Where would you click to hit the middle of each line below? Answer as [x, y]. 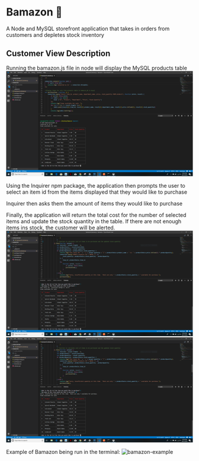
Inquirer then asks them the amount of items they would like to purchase [94, 204]
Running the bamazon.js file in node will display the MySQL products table [97, 68]
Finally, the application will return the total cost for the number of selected [96, 215]
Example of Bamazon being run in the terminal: [63, 452]
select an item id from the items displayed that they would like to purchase [97, 192]
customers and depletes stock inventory [55, 34]
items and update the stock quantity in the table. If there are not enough [94, 222]
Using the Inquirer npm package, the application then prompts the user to [96, 186]
